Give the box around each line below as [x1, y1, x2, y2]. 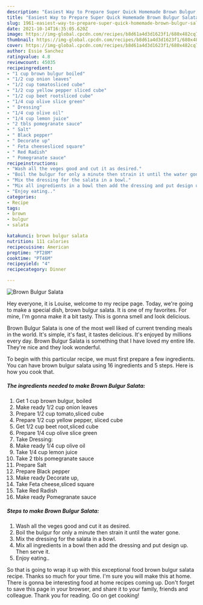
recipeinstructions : [7, 160, 59, 166]
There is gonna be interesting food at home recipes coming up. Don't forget [7, 578, 195, 586]
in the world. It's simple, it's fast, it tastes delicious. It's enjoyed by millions [7, 331, 192, 338]
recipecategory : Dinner [7, 267, 67, 273]
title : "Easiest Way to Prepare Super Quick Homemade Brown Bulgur [7, 14, 180, 21]
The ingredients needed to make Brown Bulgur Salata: [7, 382, 146, 389]
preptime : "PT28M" [7, 250, 53, 256]
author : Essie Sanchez [7, 48, 64, 54]
